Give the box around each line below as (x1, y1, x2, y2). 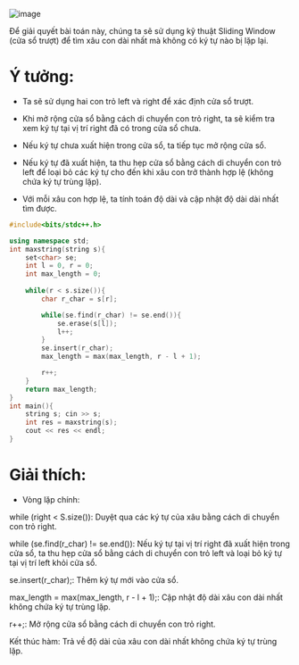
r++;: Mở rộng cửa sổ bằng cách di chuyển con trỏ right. (9, 619, 216, 629)
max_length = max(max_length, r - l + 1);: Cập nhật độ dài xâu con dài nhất (9, 592, 284, 603)
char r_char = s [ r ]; (41, 295, 118, 303)
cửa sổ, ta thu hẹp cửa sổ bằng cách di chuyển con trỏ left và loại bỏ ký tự (9, 547, 283, 558)
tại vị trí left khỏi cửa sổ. (9, 557, 98, 568)
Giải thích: (9, 465, 87, 486)
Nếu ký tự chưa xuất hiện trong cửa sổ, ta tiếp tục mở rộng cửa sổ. (21, 139, 267, 151)
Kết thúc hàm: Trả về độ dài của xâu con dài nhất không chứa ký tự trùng (9, 636, 278, 646)
